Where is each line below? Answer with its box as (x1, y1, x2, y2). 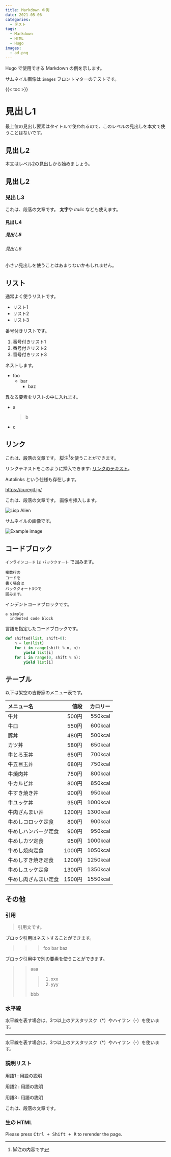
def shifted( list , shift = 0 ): (5, 636, 67, 641)
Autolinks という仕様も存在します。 (5, 477, 79, 483)
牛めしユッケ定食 (8, 866, 49, 873)
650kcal (90, 741, 110, 748)
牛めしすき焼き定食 (8, 857, 54, 864)
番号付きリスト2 (12, 345, 47, 351)
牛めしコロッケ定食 (8, 819, 54, 826)
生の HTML (5, 1119, 33, 1126)
